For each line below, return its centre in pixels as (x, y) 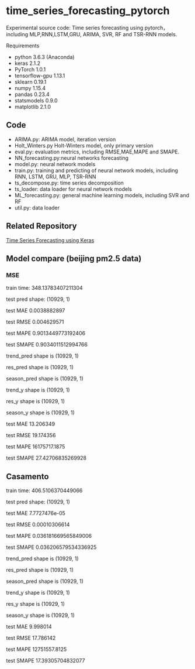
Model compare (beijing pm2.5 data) (74, 258)
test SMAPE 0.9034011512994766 (47, 345)
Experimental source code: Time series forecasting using (75, 28)
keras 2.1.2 (27, 63)
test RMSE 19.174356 (31, 435)
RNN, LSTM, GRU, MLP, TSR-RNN (55, 176)
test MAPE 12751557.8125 (36, 649)
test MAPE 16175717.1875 (36, 447)
